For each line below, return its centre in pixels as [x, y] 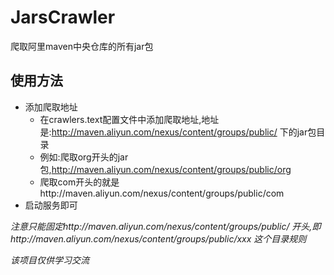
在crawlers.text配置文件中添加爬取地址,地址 [129, 119]
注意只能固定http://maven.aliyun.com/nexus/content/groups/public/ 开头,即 [166, 226]
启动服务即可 [51, 205]
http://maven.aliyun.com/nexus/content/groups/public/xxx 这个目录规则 [158, 238]
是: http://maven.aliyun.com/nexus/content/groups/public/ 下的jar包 [178, 132]
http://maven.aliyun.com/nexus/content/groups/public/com [162, 193]
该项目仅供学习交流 [50, 260]
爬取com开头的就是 [79, 182]
